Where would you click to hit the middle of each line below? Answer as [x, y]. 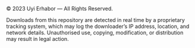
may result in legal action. [38, 39]
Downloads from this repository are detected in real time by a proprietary [96, 20]
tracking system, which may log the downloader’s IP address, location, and [98, 26]
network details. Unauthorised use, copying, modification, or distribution [95, 33]
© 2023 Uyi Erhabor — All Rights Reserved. [59, 9]
